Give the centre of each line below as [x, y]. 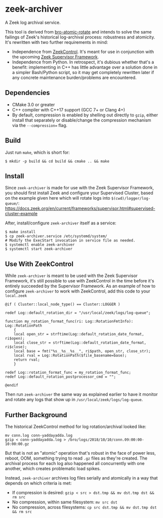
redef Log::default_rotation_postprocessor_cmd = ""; [61, 377]
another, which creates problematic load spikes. [53, 469]
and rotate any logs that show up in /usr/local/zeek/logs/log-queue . [74, 400]
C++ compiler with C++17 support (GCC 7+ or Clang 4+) [68, 110]
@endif [12, 386]
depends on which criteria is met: [38, 483]
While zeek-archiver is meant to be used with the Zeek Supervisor [71, 276]
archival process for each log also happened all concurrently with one [75, 463]
